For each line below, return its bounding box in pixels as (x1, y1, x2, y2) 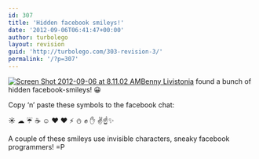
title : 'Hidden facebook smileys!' (8, 19, 125, 27)
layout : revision (8, 41, 65, 49)
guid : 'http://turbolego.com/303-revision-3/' (8, 48, 163, 56)
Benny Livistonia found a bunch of (140, 76, 252, 86)
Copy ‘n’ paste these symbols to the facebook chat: (8, 99, 175, 110)
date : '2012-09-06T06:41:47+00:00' (8, 26, 125, 34)
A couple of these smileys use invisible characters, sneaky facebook (8, 134, 230, 143)
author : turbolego (8, 33, 68, 42)
